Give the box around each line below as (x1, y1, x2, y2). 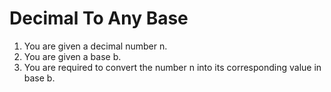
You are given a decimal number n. (23, 40, 168, 52)
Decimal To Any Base (9, 7, 189, 30)
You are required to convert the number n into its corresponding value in (23, 61, 322, 73)
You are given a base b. (23, 50, 122, 62)
